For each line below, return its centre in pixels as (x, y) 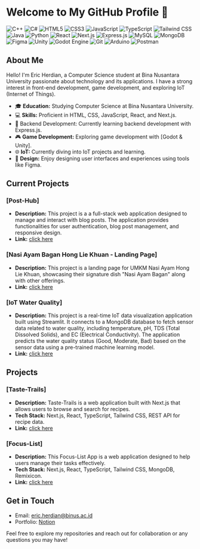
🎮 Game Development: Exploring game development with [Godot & (99, 137)
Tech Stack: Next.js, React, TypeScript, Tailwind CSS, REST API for (97, 415)
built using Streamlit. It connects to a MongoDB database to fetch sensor (104, 322)
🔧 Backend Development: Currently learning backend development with (103, 123)
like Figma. (28, 165)
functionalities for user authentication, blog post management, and (97, 227)
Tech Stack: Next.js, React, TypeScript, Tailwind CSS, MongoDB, (95, 469)
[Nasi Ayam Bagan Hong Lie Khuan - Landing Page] (82, 255)
